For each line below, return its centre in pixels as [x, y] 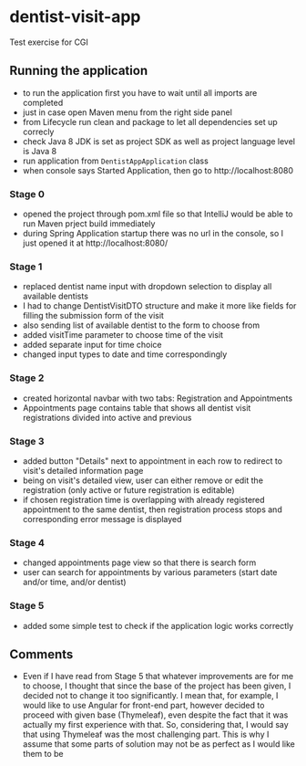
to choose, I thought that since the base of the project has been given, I [157, 686]
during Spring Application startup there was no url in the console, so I [153, 234]
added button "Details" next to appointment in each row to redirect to [153, 461]
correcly [38, 131]
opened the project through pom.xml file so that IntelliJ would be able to [158, 214]
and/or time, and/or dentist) [74, 582]
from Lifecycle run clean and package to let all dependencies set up [150, 121]
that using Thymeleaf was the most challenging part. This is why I [146, 735]
